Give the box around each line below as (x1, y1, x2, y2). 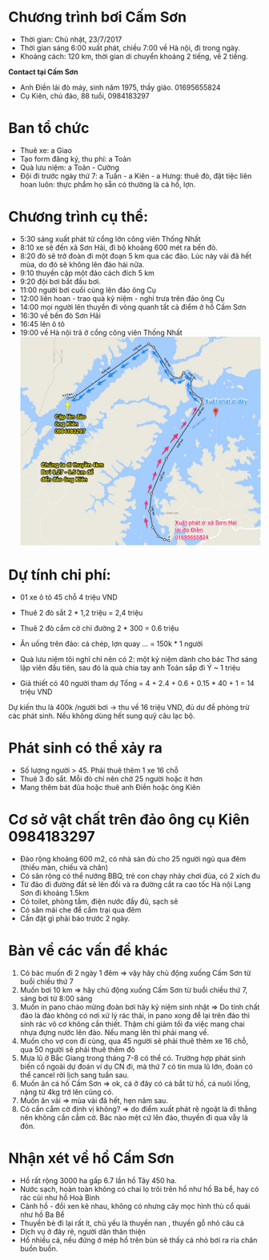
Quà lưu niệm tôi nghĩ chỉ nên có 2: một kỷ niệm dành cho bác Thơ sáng (19, 655, 258, 664)
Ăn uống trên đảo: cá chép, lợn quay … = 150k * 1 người (19, 639, 203, 648)
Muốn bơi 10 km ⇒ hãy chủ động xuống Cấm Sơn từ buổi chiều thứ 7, (19, 985, 248, 994)
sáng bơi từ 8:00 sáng (19, 993, 93, 1003)
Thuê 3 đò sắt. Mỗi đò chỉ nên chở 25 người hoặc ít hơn (19, 774, 203, 784)
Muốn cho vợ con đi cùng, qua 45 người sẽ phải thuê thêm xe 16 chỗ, (19, 1036, 249, 1045)
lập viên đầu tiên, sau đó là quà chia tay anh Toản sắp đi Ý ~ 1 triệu (19, 663, 241, 672)
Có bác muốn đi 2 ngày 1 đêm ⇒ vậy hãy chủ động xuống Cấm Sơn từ (19, 968, 251, 977)
